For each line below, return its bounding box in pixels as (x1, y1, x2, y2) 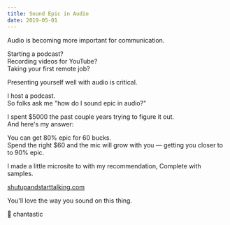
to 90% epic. (7, 148, 45, 157)
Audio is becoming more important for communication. (7, 36, 165, 44)
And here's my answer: (7, 119, 74, 128)
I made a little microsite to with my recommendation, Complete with (7, 161, 201, 170)
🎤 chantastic (7, 210, 43, 218)
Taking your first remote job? (7, 64, 90, 73)
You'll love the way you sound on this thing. (7, 196, 133, 205)
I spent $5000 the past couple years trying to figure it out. (7, 112, 175, 121)
